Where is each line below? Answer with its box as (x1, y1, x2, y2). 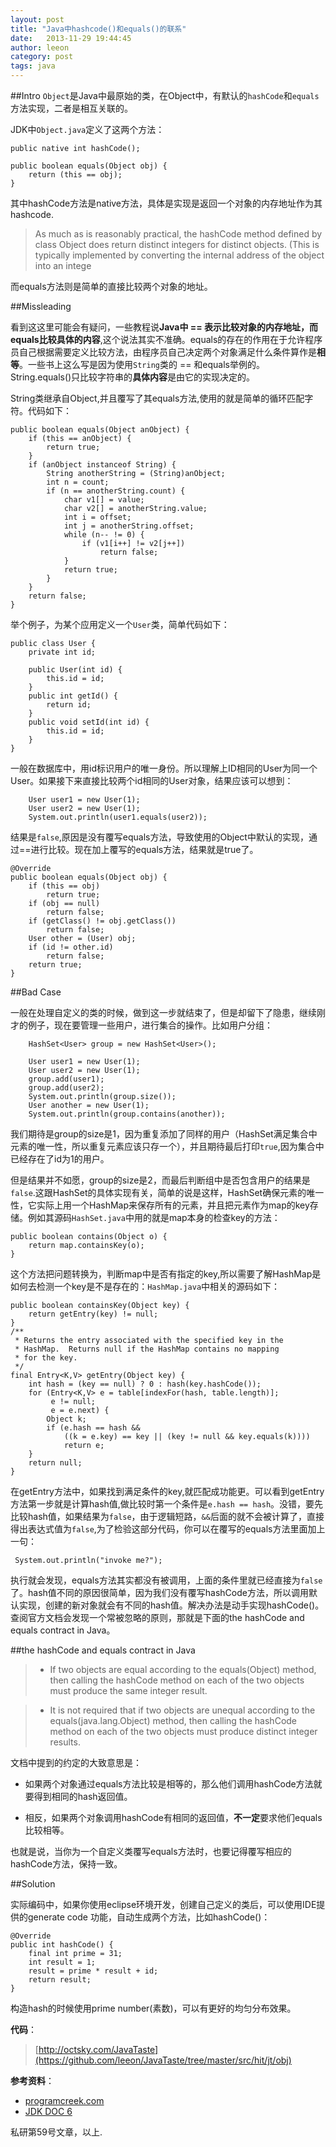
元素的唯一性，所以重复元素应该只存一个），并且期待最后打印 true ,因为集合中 (10, 1141, 325, 1152)
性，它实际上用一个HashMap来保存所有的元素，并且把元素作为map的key (10, 1199, 310, 1211)
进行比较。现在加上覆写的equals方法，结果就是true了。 (30, 844, 259, 855)
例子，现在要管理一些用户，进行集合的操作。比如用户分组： (27, 1019, 273, 1031)
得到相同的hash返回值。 (33, 1791, 133, 1802)
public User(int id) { (28, 665, 123, 675)
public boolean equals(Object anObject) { (10, 425, 190, 435)
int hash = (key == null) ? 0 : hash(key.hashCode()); (28, 1379, 262, 1389)
